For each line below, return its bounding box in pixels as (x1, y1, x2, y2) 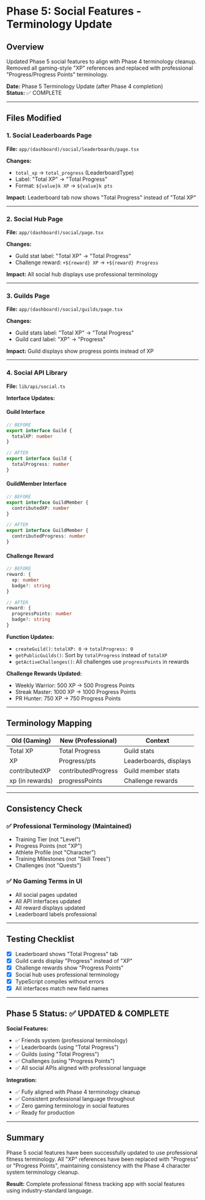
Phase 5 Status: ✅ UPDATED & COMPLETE (6, 1009, 170, 1019)
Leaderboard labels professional (15, 910, 97, 918)
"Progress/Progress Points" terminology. (6, 71, 109, 78)
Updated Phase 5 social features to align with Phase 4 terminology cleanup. (6, 58, 197, 65)
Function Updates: (6, 633, 54, 640)
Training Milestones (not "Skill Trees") (15, 855, 111, 863)
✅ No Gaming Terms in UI (6, 877, 82, 886)
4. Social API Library (6, 369, 68, 377)
